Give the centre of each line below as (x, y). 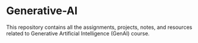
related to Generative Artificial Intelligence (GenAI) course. (78, 33)
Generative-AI (42, 11)
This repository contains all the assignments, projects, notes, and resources (99, 27)
